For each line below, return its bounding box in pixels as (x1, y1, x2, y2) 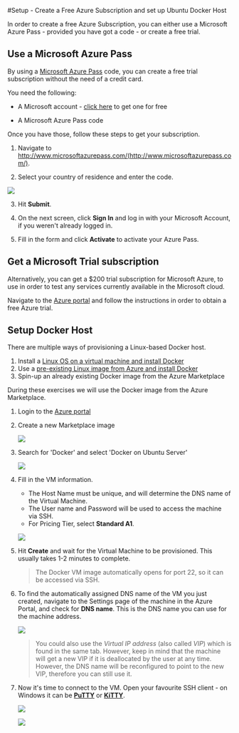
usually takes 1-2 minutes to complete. (17, 554, 131, 563)
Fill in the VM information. (17, 476, 94, 484)
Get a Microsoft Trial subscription (7, 256, 159, 268)
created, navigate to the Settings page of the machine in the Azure (17, 597, 213, 605)
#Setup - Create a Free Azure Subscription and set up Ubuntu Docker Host (7, 6, 227, 14)
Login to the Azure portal (17, 407, 91, 416)
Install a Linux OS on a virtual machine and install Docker (17, 357, 184, 366)
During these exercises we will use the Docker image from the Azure (7, 386, 208, 394)
